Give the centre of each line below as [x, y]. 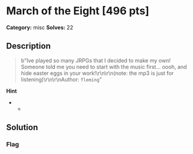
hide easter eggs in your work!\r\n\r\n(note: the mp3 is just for [97, 73]
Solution [22, 128]
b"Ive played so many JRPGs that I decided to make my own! [96, 60]
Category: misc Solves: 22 [40, 27]
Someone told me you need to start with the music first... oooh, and [104, 67]
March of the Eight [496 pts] [78, 11]
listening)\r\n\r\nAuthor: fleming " [61, 79]
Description [28, 46]
